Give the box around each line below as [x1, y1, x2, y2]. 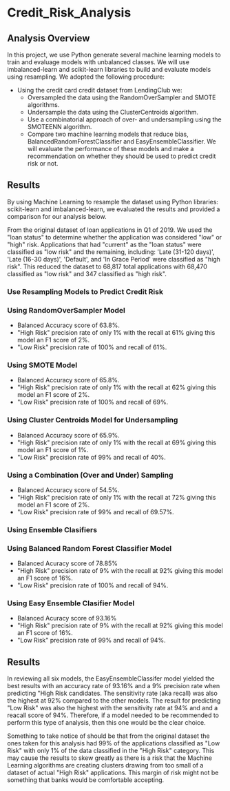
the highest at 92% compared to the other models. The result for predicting [7, 696, 221, 705]
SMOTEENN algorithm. [27, 123, 92, 130]
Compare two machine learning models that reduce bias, [27, 130, 189, 138]
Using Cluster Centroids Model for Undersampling [7, 416, 178, 425]
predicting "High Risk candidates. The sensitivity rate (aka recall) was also [7, 689, 218, 698]
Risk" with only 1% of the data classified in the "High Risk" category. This [7, 747, 215, 755]
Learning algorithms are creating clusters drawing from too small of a [7, 761, 204, 770]
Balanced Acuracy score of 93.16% [17, 614, 117, 623]
